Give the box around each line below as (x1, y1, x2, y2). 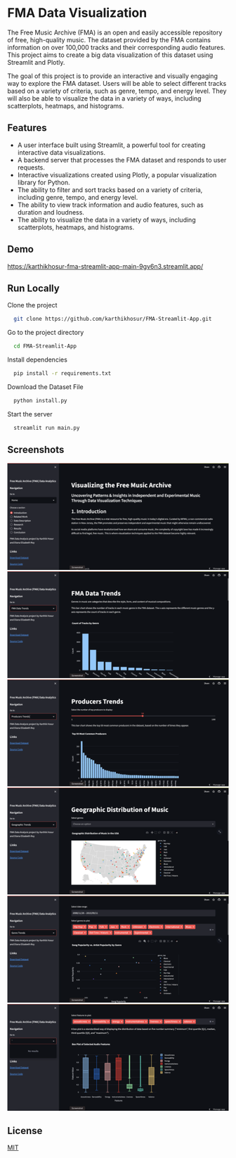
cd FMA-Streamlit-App (13, 343, 77, 350)
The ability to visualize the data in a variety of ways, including (17, 215, 196, 224)
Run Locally (7, 282, 60, 294)
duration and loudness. (17, 208, 84, 216)
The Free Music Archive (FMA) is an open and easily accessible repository (7, 28, 223, 37)
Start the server (7, 409, 53, 418)
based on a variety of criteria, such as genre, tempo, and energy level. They (7, 87, 227, 95)
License (7, 1124, 43, 1137)
